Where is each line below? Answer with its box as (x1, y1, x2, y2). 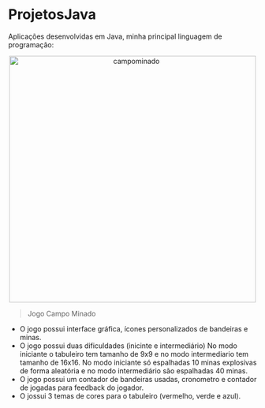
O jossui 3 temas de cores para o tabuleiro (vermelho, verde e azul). (19, 391, 241, 400)
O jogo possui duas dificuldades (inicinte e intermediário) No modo (19, 341, 238, 350)
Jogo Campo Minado (27, 309, 96, 318)
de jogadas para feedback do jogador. (19, 383, 144, 392)
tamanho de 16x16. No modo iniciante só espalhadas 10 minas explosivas (19, 357, 257, 367)
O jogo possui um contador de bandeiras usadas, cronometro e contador (19, 374, 257, 384)
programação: (8, 39, 54, 49)
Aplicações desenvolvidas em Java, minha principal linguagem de (8, 32, 222, 41)
